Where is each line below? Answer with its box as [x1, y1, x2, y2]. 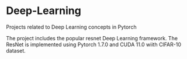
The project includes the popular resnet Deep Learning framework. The [6, 34, 178, 41]
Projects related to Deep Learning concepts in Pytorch [6, 23, 137, 30]
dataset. [6, 47, 26, 54]
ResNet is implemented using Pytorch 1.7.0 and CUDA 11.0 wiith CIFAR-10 [6, 41, 181, 48]
